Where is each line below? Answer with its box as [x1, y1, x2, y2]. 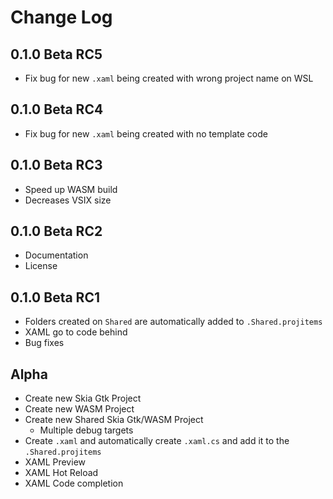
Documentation [24, 249, 89, 261]
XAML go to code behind [24, 326, 128, 338]
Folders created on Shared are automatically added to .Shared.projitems [24, 316, 323, 328]
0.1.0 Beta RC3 [10, 157, 103, 174]
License [24, 260, 58, 272]
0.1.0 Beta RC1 [10, 289, 100, 306]
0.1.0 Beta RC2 [10, 223, 103, 240]
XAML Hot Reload [24, 467, 99, 479]
